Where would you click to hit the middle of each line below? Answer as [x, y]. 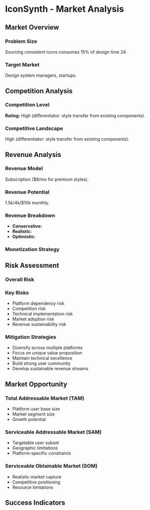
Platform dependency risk [38, 303]
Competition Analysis [39, 91]
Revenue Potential [27, 192]
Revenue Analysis [33, 154]
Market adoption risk [33, 319]
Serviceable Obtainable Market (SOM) [51, 466]
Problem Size [21, 41]
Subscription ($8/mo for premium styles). [47, 179]
